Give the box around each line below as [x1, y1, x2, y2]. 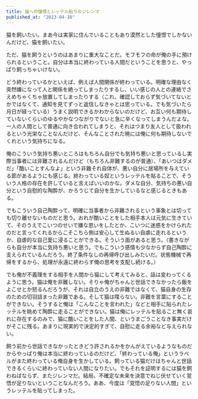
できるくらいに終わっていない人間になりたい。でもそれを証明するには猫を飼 [6, 364, 192, 372]
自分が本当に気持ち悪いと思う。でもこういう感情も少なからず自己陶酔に [16, 243, 192, 251]
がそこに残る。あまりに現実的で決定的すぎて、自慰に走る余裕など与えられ [6, 322, 187, 329]
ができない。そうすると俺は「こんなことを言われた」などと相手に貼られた [6, 300, 187, 308]
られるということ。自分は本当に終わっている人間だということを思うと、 [6, 58, 182, 66]
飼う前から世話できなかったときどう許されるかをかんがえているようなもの [6, 342, 187, 349]
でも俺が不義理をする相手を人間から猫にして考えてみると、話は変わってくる [6, 271, 191, 278]
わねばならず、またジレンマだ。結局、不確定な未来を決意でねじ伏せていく [6, 372, 187, 379]
